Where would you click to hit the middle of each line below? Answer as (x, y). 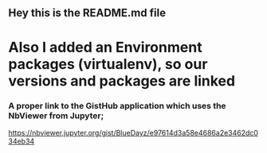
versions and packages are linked (122, 80)
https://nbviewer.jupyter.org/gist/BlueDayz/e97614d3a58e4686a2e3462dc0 (133, 132)
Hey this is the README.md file (87, 13)
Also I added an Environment (105, 47)
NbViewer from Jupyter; (56, 116)
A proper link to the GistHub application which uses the (117, 105)
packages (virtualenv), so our (108, 64)
